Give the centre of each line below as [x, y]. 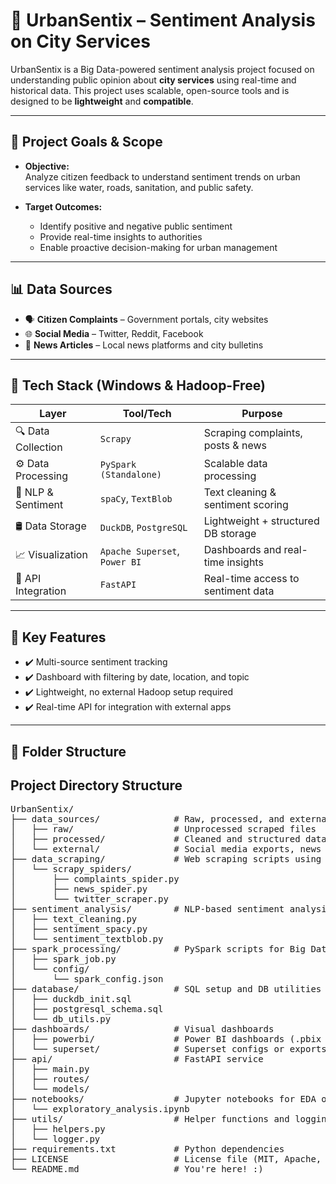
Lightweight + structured [261, 521]
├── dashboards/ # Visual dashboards [142, 1029]
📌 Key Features [58, 637]
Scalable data [235, 464]
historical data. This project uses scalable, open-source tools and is [150, 90]
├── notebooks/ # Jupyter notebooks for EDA [163, 1099]
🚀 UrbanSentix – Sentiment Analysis [163, 20]
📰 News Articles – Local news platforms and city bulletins [144, 345]
